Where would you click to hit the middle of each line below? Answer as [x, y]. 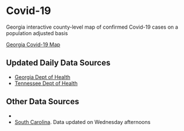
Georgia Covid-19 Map [33, 44]
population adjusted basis [37, 33]
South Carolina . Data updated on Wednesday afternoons [82, 122]
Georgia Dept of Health [42, 77]
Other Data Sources [43, 101]
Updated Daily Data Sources [58, 63]
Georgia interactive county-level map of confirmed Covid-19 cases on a [92, 27]
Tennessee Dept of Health [46, 83]
